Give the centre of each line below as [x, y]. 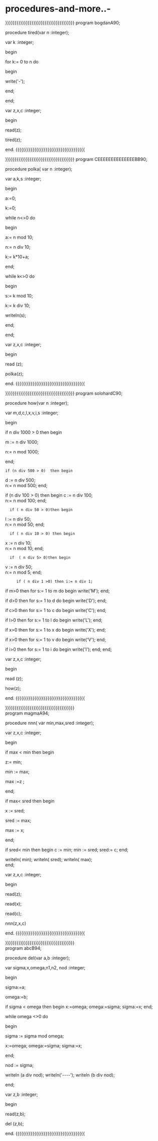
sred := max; [18, 820]
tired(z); [13, 139]
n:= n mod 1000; [22, 451]
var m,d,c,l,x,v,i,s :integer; [32, 413]
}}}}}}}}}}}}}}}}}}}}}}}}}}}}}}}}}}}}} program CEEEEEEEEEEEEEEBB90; [76, 159]
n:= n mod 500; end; [26, 485]
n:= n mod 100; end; [26, 500]
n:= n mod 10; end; [25, 548]
